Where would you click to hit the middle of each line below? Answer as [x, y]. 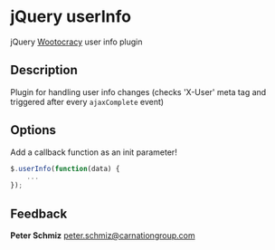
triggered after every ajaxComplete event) [87, 101]
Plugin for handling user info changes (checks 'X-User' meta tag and [138, 91]
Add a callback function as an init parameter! [94, 152]
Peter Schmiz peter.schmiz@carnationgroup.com [103, 236]
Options [33, 130]
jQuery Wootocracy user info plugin [76, 42]
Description [44, 70]
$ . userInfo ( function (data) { [65, 168]
